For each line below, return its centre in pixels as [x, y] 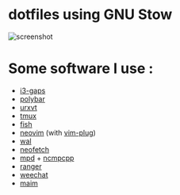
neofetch [34, 149]
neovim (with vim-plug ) [58, 132]
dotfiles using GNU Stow [90, 15]
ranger [31, 166]
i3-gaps [33, 90]
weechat [34, 174]
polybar [32, 99]
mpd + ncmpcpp [47, 158]
